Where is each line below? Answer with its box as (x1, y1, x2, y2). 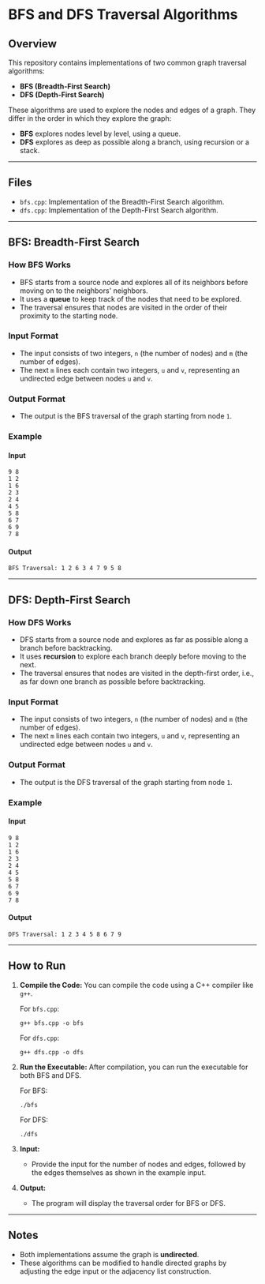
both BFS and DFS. (19, 1070, 81, 1079)
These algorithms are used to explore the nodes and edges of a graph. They (8, 105, 256, 115)
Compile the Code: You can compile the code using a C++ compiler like (19, 980, 254, 989)
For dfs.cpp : (19, 1033, 60, 1042)
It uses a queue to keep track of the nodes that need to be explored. (19, 294, 242, 303)
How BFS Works (8, 259, 71, 270)
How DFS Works (8, 617, 72, 628)
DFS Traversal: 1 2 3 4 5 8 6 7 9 (8, 930, 122, 939)
